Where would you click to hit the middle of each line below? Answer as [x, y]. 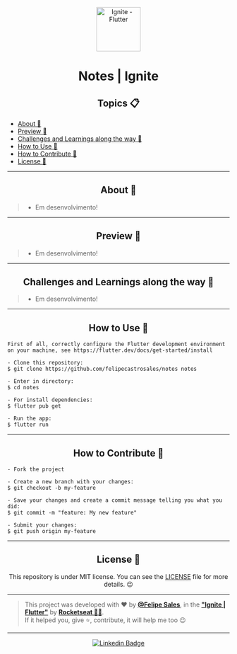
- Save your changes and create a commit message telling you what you [115, 500]
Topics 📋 [119, 103]
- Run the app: [30, 419]
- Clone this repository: [45, 363]
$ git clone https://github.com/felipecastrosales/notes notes [102, 369]
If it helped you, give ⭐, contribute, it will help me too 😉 [105, 620]
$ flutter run [28, 425]
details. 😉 [119, 584]
